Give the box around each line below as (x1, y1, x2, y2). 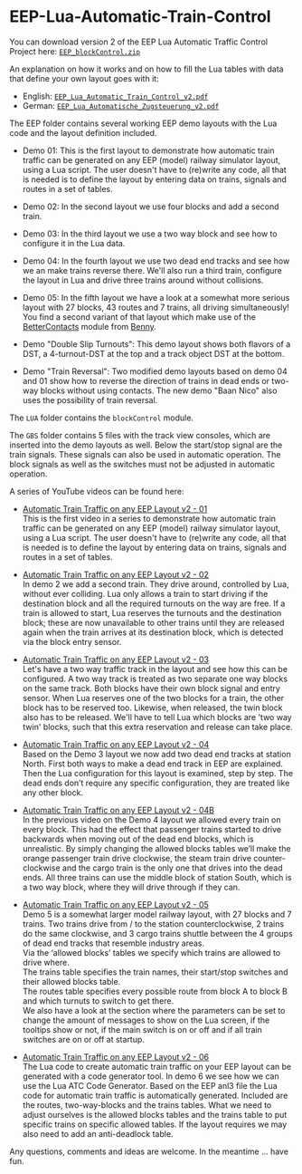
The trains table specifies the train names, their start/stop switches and (22, 967, 288, 977)
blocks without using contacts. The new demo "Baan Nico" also (40, 385, 278, 396)
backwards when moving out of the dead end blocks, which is (22, 833, 255, 844)
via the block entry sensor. (22, 636, 122, 647)
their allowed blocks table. (22, 976, 121, 986)
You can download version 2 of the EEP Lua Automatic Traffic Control (9, 36, 269, 47)
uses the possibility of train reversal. (22, 394, 158, 405)
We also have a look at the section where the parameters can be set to (22, 1005, 286, 1015)
